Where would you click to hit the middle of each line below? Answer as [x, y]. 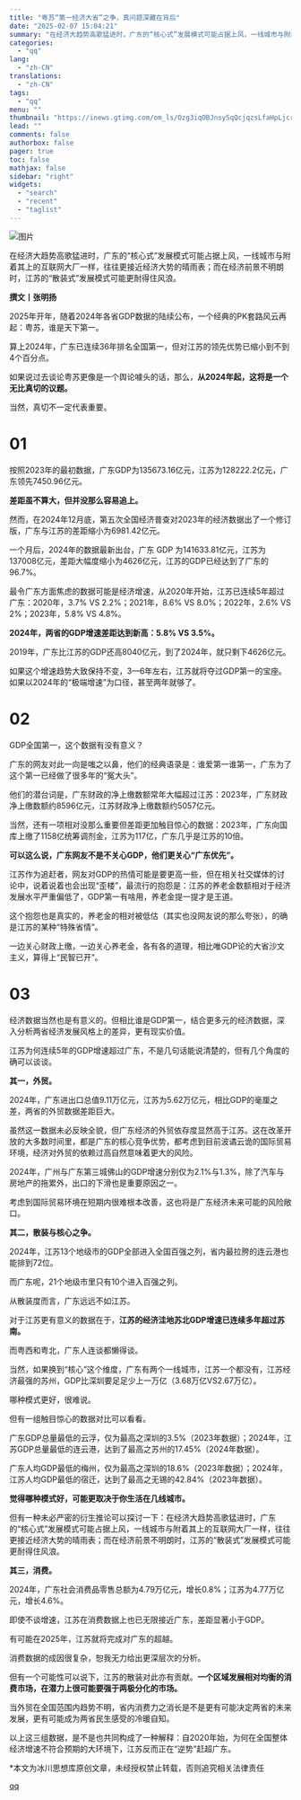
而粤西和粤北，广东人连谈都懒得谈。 [76, 1350]
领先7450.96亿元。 [52, 481]
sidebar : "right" [42, 176]
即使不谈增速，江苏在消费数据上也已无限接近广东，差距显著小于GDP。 [139, 1619]
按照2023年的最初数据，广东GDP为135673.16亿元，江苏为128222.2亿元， [145, 470]
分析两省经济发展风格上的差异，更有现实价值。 [103, 1031]
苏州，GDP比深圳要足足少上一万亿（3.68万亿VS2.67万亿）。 [150, 1381]
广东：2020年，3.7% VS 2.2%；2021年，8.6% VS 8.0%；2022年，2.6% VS [150, 602]
